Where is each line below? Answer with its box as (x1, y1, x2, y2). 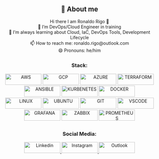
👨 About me (61, 5, 98, 14)
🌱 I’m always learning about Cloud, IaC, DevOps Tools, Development (9, 29, 150, 35)
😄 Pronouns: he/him (58, 47, 101, 53)
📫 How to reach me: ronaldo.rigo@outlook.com (30, 40, 129, 46)
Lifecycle (70, 34, 89, 40)
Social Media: (62, 130, 97, 137)
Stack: (71, 62, 88, 69)
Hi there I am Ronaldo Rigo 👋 (50, 18, 109, 24)
